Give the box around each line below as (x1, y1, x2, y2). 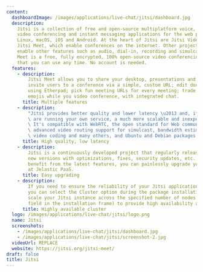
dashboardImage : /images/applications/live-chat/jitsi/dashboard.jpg (11, 15, 190, 21)
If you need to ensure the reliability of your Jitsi (28, 184, 166, 190)
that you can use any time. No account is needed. (17, 59, 147, 65)
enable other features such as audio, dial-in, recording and (17, 48, 177, 55)
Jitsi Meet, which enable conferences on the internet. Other (17, 43, 177, 49)
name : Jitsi (11, 217, 42, 224)
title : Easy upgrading (22, 172, 80, 179)
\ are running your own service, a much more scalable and (28, 116, 180, 122)
